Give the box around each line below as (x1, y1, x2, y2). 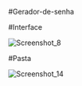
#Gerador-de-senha (8, 7, 74, 16)
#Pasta (8, 54, 32, 63)
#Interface (8, 23, 42, 31)
